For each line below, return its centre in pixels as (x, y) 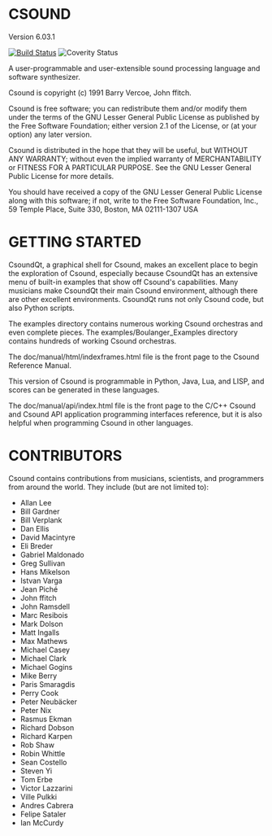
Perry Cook (39, 693)
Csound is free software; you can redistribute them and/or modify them (128, 108)
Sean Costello (43, 762)
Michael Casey (45, 650)
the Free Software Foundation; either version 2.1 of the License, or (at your (133, 125)
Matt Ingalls (40, 632)
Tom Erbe (36, 779)
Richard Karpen (46, 736)
